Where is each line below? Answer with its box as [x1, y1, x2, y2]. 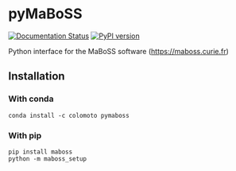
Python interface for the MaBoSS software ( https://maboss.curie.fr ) [8, 46, 229, 56]
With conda [8, 93, 54, 104]
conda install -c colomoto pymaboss [8, 111, 130, 119]
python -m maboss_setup [8, 154, 87, 163]
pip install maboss [8, 148, 73, 156]
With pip [8, 130, 42, 141]
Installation [8, 69, 65, 84]
